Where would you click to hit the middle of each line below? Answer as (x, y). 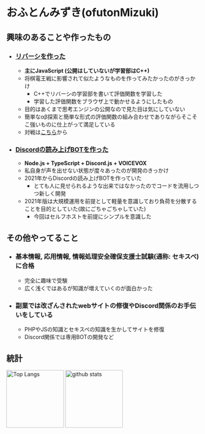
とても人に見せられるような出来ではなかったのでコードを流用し (114, 186)
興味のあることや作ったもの (59, 37)
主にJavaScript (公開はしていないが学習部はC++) (87, 71)
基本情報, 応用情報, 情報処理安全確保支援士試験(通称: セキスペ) (107, 257)
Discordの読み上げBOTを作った (62, 149)
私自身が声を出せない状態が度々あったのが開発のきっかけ (97, 171)
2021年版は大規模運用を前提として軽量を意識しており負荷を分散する (110, 201)
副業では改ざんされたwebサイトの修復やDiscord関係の (96, 306)
